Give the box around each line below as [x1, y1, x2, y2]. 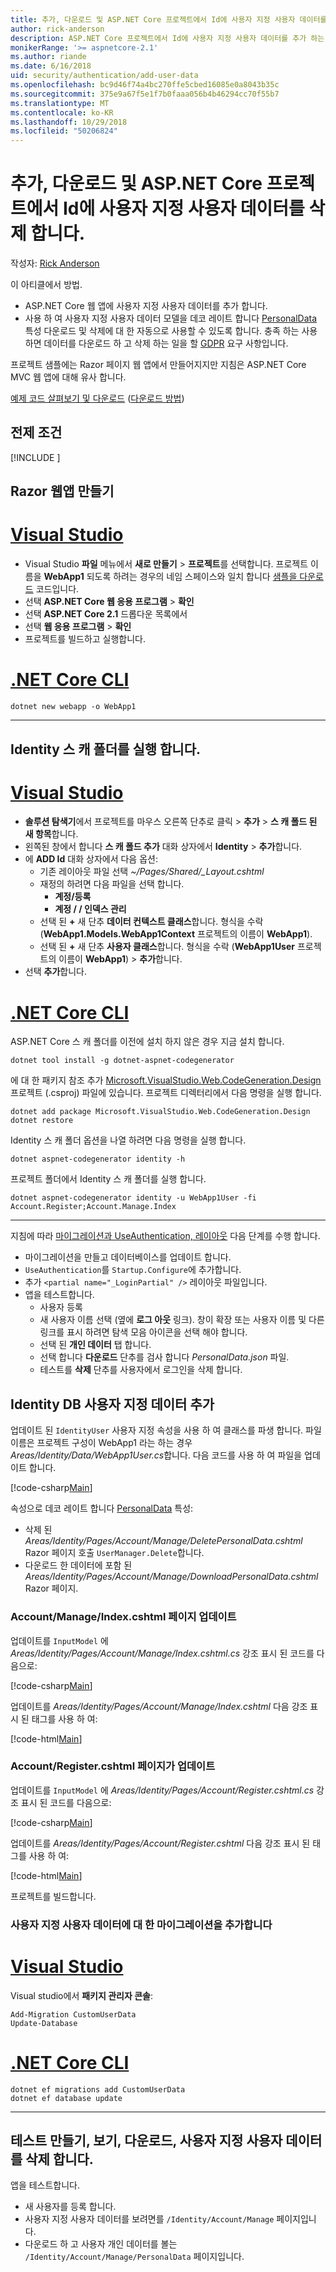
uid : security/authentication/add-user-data [10, 71, 199, 81]
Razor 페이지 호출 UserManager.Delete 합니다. [24, 1547, 205, 1559]
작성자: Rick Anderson [10, 257, 100, 270]
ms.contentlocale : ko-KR [10, 107, 114, 118]
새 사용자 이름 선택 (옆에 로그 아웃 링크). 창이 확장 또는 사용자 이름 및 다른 [39, 1314, 325, 1326]
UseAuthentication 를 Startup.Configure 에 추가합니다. [24, 1264, 242, 1276]
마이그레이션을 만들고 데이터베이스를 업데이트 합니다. [24, 1251, 232, 1263]
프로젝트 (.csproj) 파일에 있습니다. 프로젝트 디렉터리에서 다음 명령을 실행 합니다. [10, 1087, 322, 1099]
